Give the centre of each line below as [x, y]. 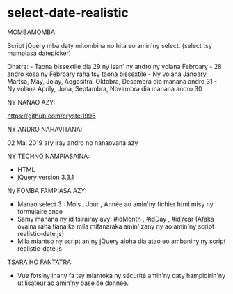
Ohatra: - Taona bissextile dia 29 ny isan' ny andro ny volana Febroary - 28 [114, 66]
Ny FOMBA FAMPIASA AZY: [47, 190]
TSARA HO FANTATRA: [40, 262]
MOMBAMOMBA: [32, 32]
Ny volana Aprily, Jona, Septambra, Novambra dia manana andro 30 [105, 88]
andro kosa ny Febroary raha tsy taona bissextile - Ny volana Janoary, [108, 74]
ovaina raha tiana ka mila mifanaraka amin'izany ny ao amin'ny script [115, 226]
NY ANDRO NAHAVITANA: [45, 129]
